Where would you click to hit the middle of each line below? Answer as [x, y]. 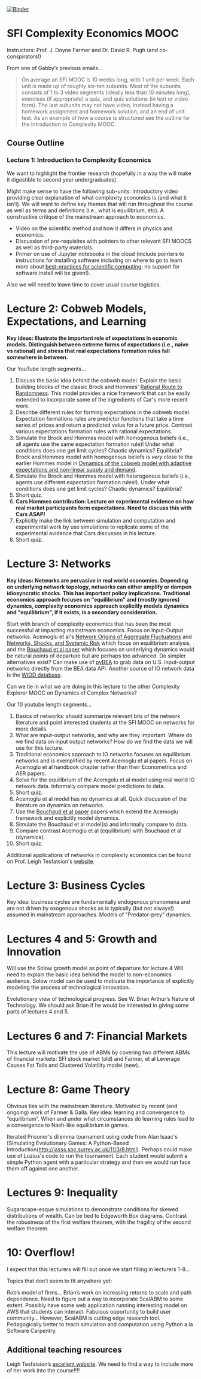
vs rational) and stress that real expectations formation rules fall [88, 351]
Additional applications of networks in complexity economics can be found [99, 855]
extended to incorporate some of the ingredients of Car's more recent [101, 399]
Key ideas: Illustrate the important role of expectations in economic [92, 338]
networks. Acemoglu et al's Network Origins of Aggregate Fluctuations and [99, 636]
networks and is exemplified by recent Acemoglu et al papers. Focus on [104, 761]
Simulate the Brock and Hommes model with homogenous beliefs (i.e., [102, 437]
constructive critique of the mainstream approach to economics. [86, 216]
